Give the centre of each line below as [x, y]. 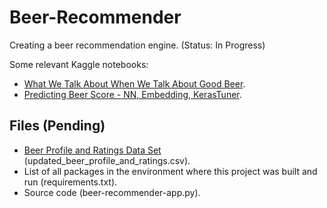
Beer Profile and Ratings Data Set [92, 150]
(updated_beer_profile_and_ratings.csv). [107, 160]
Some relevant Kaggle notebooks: [79, 64]
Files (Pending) [57, 126]
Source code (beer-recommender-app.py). [112, 192]
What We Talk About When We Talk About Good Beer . [134, 83]
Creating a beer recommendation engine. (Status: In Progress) [137, 45]
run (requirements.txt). [70, 182]
